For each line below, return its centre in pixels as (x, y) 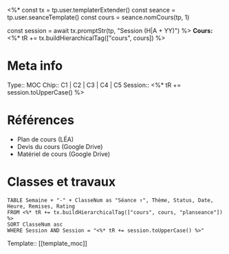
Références (41, 120)
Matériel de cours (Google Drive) (64, 154)
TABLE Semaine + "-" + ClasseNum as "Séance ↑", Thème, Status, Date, (110, 200)
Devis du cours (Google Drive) (60, 146)
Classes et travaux (61, 182)
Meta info (35, 66)
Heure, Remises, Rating (41, 206)
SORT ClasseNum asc (35, 224)
